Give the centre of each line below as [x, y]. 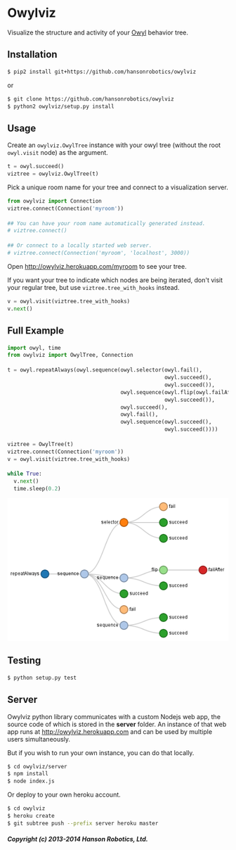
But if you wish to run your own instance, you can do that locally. [101, 753]
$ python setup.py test [42, 678]
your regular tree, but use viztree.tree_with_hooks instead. [93, 287]
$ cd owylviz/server [38, 766]
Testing [24, 660]
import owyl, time [34, 348]
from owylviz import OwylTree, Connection [70, 355]
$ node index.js [31, 781]
